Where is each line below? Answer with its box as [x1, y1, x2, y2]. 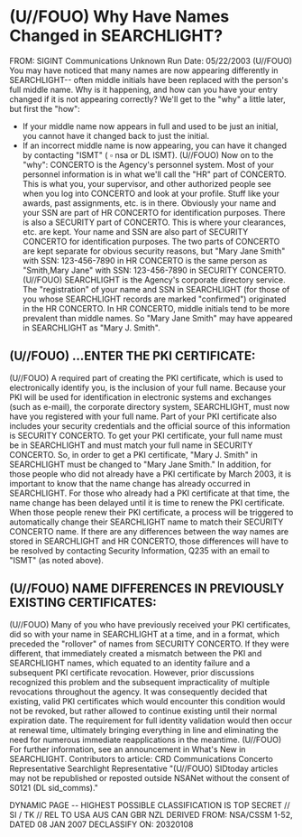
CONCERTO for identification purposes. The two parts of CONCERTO [22, 236, 280, 246]
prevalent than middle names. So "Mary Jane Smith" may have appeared [22, 312, 293, 323]
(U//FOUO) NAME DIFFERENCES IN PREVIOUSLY [9, 581, 285, 597]
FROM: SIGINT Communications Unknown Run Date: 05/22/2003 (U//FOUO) [9, 55, 293, 66]
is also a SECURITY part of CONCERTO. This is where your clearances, [22, 217, 287, 228]
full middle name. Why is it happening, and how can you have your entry [9, 84, 278, 95]
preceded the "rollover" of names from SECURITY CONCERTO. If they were [9, 638, 290, 649]
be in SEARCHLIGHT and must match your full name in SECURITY [9, 440, 253, 451]
